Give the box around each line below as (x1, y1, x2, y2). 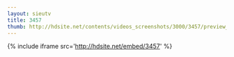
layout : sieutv (7, 10, 52, 17)
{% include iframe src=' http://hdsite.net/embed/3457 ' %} (7, 42, 173, 51)
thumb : (7, 23, 26, 30)
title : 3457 (7, 17, 42, 24)
